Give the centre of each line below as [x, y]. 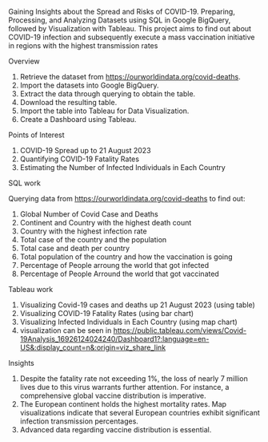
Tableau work [31, 289]
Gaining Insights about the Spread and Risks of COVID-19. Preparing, [122, 12]
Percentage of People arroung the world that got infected [114, 265]
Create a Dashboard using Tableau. [78, 119]
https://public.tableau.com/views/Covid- [180, 330]
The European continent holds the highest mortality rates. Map [123, 404]
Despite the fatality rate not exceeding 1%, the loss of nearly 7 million [134, 379]
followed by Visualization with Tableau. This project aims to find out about [130, 28]
